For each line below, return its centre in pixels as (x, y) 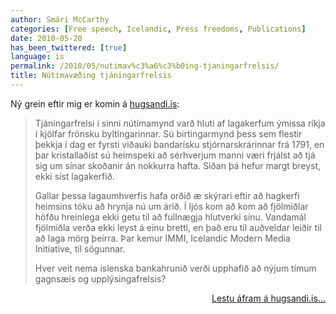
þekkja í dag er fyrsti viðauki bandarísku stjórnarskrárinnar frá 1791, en (179, 144)
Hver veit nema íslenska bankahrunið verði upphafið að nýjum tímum (175, 268)
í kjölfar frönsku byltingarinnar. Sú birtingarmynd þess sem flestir (168, 133)
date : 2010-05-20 (46, 38)
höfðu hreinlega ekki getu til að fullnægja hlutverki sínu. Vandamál (170, 217)
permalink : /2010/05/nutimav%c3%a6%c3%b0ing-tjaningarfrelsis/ (145, 66)
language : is (37, 57)
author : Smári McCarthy (60, 19)
